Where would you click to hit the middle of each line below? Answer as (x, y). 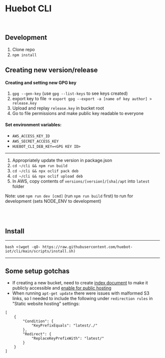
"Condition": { (38, 321)
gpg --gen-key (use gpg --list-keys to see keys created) (70, 93)
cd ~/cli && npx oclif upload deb (47, 176)
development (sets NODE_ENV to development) (53, 201)
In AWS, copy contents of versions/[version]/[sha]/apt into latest (81, 181)
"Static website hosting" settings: (46, 304)
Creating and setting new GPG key (41, 83)
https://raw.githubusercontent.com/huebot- (88, 247)
